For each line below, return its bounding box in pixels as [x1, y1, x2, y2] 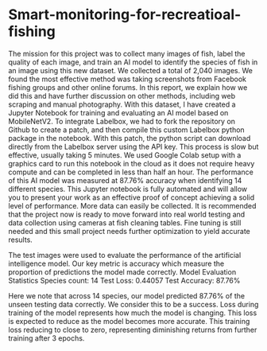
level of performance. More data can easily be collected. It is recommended [8, 201, 257, 210]
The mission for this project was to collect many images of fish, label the [8, 49, 246, 58]
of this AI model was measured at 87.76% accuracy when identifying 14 [8, 175, 242, 185]
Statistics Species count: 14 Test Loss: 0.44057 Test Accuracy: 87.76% [8, 275, 241, 285]
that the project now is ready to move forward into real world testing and [8, 209, 246, 219]
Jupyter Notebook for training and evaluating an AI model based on [8, 107, 229, 117]
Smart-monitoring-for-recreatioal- [8, 6, 242, 24]
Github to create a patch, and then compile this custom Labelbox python [8, 125, 245, 135]
